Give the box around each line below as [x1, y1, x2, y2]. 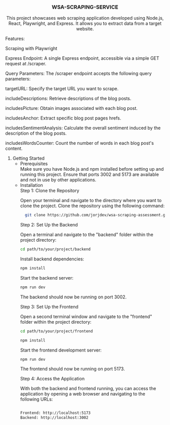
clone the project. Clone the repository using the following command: [20, 203, 165, 209]
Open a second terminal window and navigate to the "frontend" [20, 313, 153, 320]
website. [76, 26, 94, 32]
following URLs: [20, 396, 53, 402]
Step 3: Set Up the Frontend [20, 303, 78, 310]
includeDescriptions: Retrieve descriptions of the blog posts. [5, 95, 132, 102]
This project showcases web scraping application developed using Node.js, [6, 15, 164, 21]
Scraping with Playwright [5, 46, 58, 52]
